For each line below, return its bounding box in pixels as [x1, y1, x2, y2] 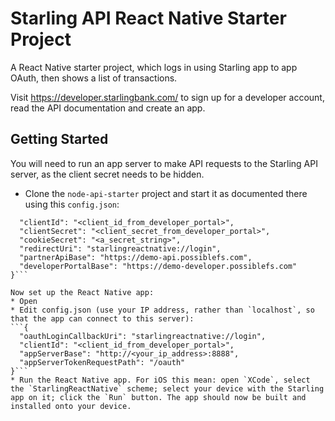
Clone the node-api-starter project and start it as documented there [24, 187, 308, 199]
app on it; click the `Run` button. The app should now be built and [10, 392, 307, 402]
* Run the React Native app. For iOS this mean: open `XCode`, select [10, 375, 311, 385]
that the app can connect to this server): [10, 313, 195, 324]
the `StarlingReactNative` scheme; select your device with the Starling [10, 383, 325, 394]
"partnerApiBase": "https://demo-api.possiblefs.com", [19, 252, 253, 262]
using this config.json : [24, 198, 120, 210]
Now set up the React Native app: [10, 287, 155, 297]
